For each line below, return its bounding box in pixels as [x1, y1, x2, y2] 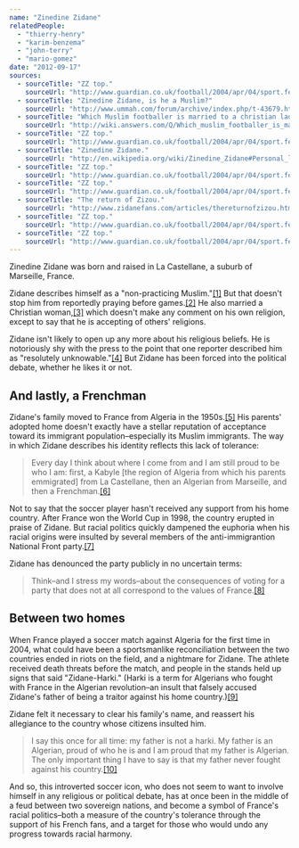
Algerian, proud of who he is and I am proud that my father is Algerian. [30, 745, 289, 755]
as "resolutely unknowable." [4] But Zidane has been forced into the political [9, 353, 287, 364]
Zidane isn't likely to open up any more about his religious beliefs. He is [9, 333, 271, 344]
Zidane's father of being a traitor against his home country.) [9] [9, 691, 238, 702]
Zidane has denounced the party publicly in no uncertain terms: [9, 558, 243, 569]
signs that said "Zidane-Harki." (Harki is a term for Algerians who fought [9, 672, 273, 683]
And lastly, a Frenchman [9, 388, 147, 403]
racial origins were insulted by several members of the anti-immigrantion [9, 531, 276, 542]
